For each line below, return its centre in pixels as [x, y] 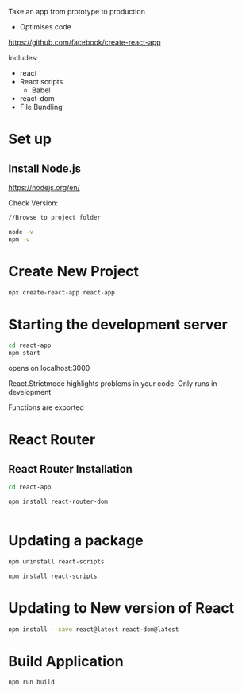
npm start [25, 353]
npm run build [32, 682]
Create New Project [74, 271]
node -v [21, 232]
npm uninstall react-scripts [56, 561]
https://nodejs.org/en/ [44, 187]
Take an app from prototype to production [77, 12]
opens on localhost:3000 [49, 368]
